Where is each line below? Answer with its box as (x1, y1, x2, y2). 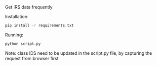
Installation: (5, 14, 29, 19)
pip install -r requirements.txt (5, 23, 74, 28)
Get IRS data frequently (5, 4, 53, 10)
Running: (5, 32, 24, 38)
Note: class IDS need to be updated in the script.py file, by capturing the (5, 50, 152, 56)
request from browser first (5, 55, 59, 61)
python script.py (5, 41, 41, 46)
